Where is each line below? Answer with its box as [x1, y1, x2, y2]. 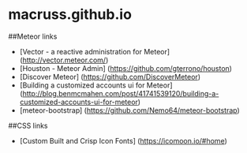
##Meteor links [8, 32, 58, 41]
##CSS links [8, 121, 48, 130]
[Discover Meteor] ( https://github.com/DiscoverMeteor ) [19, 72, 201, 81]
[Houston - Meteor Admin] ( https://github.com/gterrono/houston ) [19, 63, 233, 73]
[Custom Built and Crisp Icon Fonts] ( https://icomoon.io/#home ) [19, 136, 227, 145]
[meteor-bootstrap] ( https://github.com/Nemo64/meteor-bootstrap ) [19, 105, 241, 115]
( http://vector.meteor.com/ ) [19, 55, 109, 65]
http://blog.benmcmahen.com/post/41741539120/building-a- [22, 88, 219, 98]
